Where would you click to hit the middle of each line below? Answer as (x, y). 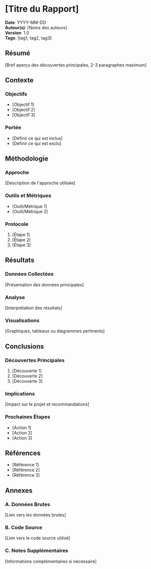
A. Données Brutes (28, 504)
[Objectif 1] (23, 105)
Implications (20, 393)
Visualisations (22, 320)
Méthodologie (27, 159)
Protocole (17, 224)
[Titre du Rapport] (42, 9)
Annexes (19, 490)
